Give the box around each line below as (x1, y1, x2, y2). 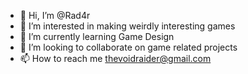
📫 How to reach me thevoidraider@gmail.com (19, 53, 212, 64)
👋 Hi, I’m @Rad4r (19, 10, 91, 21)
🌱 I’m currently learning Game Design (19, 31, 175, 42)
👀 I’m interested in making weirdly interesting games (19, 20, 236, 32)
